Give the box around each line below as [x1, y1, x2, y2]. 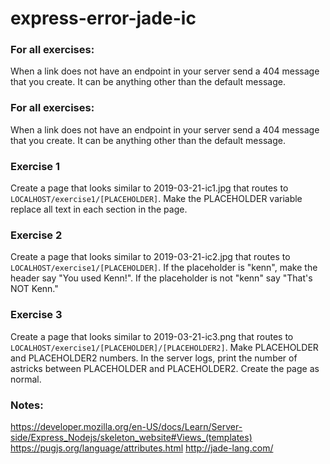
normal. [10, 373, 42, 385]
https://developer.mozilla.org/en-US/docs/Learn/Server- [10, 420, 243, 432]
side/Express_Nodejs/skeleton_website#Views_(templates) [10, 431, 253, 443]
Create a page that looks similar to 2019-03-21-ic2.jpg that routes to [10, 251, 291, 263]
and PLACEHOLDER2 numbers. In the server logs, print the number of [10, 352, 298, 364]
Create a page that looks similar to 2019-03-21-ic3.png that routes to [10, 330, 294, 342]
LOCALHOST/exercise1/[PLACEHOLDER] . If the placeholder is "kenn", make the [10, 262, 318, 274]
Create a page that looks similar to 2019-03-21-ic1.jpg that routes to [10, 182, 289, 194]
